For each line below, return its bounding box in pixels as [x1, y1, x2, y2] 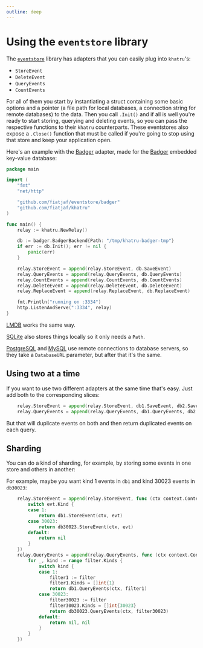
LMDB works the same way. [6, 321, 76, 329]
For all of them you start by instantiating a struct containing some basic [6, 97, 183, 105]
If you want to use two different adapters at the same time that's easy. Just [6, 385, 193, 392]
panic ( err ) [28, 249, 56, 255]
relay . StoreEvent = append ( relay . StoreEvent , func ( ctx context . [17, 496, 185, 502]
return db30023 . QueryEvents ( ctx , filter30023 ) [49, 608, 169, 614]
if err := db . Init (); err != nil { [17, 243, 107, 250]
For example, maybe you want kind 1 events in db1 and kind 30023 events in [6, 477, 195, 485]
